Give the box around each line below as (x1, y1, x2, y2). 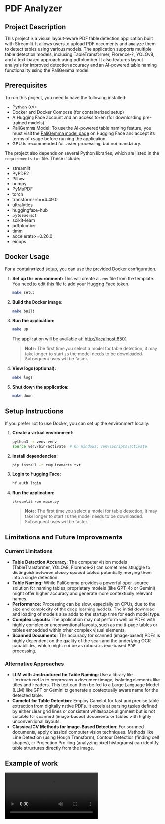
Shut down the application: (12, 384, 69, 390)
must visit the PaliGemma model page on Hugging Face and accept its (12, 130, 155, 136)
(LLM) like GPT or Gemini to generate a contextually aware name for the (12, 687, 159, 693)
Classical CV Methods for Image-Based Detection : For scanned (12, 724, 144, 730)
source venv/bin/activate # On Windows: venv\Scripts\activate (12, 444, 147, 449)
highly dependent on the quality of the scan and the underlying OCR (12, 637, 151, 644)
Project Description (5, 23, 66, 31)
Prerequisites (5, 81, 47, 90)
